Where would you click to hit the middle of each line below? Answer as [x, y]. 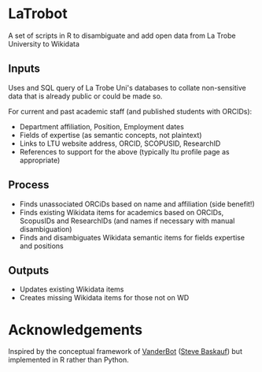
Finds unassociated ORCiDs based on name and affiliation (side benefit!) [137, 204]
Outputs [29, 270]
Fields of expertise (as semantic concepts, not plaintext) [111, 135]
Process [29, 185]
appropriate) [40, 160]
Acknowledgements [76, 330]
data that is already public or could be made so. [85, 96]
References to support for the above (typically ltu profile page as [124, 151]
